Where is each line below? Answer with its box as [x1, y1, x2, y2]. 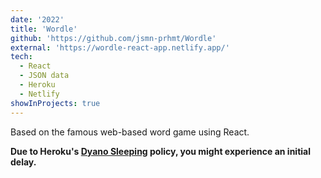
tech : [10, 52, 33, 62]
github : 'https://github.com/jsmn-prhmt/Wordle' [10, 33, 217, 43]
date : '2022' [10, 14, 65, 25]
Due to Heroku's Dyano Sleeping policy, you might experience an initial [10, 145, 311, 157]
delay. [10, 156, 37, 168]
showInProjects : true [10, 98, 101, 108]
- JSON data [19, 71, 70, 81]
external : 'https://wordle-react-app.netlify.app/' [10, 42, 230, 53]
